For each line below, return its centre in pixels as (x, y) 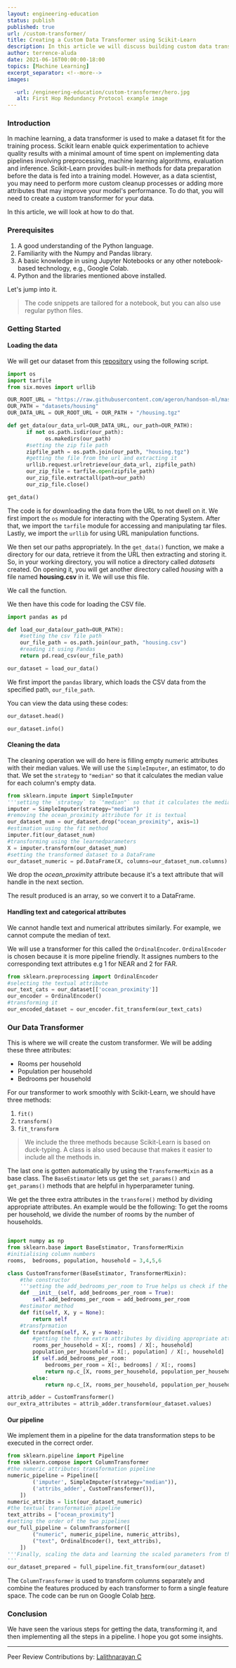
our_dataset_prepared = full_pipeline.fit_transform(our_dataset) (106, 1567)
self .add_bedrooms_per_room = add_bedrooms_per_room (111, 1300)
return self (50, 1319)
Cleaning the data (34, 745)
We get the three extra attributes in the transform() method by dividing (110, 1200)
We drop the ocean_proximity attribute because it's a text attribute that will (115, 875)
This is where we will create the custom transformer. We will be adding (110, 1042)
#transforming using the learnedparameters (72, 841)
